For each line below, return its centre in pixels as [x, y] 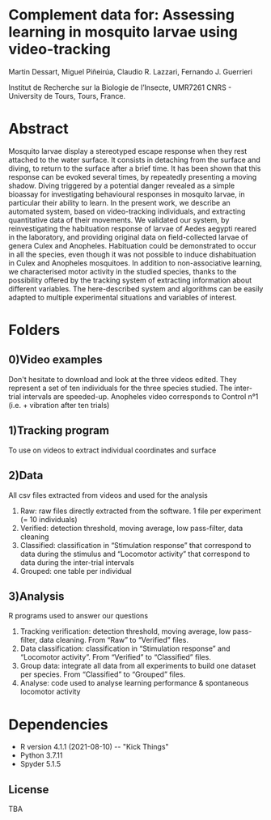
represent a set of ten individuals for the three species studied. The [121, 388]
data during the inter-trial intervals [77, 562]
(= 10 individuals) [49, 519]
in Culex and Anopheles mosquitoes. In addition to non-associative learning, [135, 263]
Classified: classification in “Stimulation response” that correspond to [135, 545]
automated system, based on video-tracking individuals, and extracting [127, 211]
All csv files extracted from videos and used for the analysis [108, 495]
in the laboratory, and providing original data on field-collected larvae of [128, 237]
